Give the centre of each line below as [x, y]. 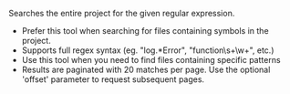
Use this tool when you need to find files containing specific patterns [151, 60]
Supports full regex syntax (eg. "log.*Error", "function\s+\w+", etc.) [148, 50]
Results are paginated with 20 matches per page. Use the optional [146, 69]
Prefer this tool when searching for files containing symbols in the [145, 31]
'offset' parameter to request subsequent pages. [113, 79]
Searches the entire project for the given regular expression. [122, 13]
